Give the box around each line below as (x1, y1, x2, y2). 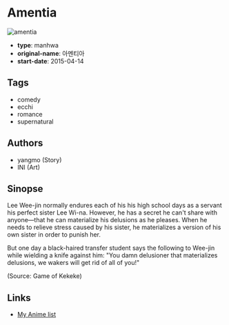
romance (17, 110, 43, 118)
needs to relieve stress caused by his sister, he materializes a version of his (7, 223, 221, 232)
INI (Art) (17, 163, 40, 171)
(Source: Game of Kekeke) (7, 272, 83, 280)
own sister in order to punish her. (7, 230, 101, 239)
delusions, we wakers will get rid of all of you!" (7, 259, 140, 267)
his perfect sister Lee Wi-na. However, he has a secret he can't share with (7, 208, 217, 217)
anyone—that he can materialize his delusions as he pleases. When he (7, 216, 208, 224)
